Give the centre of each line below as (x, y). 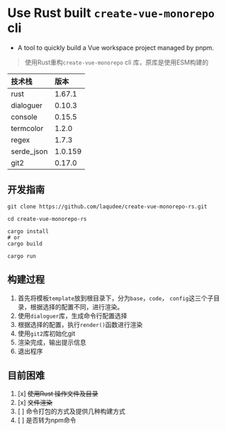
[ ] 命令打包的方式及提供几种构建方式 (71, 411)
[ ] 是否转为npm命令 (47, 420)
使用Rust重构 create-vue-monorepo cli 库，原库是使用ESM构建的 (117, 62)
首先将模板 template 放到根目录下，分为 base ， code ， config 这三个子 (115, 298)
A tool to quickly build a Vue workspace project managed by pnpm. (116, 47)
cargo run (22, 256)
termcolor (27, 128)
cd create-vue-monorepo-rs (47, 219)
